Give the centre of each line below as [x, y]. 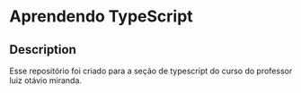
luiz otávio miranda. [46, 80]
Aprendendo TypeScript [101, 17]
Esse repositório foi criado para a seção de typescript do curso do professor [151, 71]
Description [43, 50]
